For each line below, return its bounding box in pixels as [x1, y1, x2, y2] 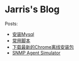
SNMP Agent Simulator [12, 50, 61, 56]
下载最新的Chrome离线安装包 [12, 44, 74, 50]
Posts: [5, 21, 18, 27]
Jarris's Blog [5, 4, 60, 15]
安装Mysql [12, 31, 34, 37]
